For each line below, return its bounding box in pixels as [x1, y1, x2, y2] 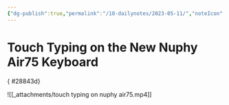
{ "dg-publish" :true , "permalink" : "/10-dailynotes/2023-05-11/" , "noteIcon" [7, 10, 223, 17]
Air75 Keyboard [7, 54, 98, 69]
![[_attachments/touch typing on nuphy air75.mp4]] [7, 90, 153, 98]
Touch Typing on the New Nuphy [7, 39, 198, 55]
